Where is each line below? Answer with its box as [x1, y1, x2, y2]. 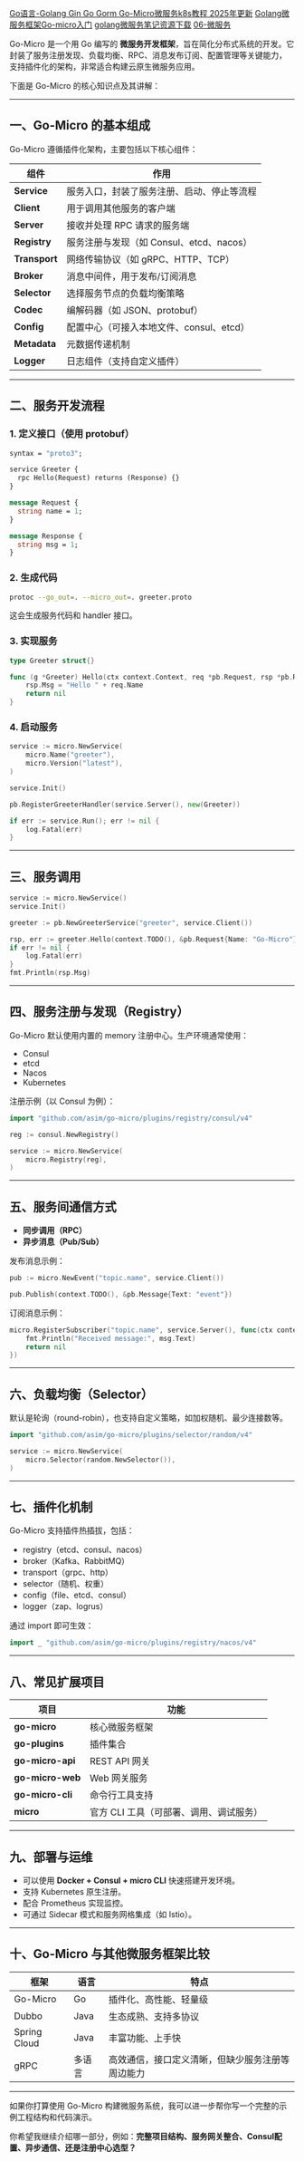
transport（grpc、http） [22, 1567, 113, 1578]
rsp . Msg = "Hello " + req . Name [25, 680, 144, 690]
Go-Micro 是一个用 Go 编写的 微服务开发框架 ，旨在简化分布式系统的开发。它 [9, 39, 295, 49]
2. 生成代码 [9, 572, 58, 584]
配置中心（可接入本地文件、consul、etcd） [66, 321, 251, 333]
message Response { [9, 531, 83, 541]
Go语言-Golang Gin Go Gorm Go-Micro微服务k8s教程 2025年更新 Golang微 [9, 8, 290, 18]
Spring [14, 2025, 43, 2038]
